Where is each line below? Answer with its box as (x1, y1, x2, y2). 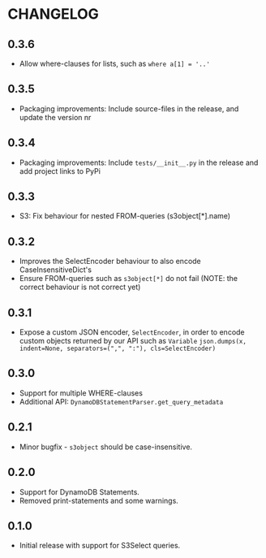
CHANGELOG (7, 5, 99, 24)
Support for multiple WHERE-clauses (19, 387, 144, 398)
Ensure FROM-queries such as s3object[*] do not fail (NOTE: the (19, 274, 238, 283)
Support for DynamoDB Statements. (19, 487, 139, 496)
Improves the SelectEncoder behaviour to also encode (19, 257, 202, 266)
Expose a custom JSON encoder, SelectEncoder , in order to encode (19, 327, 245, 337)
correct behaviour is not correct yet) (19, 282, 141, 292)
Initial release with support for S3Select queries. (19, 541, 181, 551)
